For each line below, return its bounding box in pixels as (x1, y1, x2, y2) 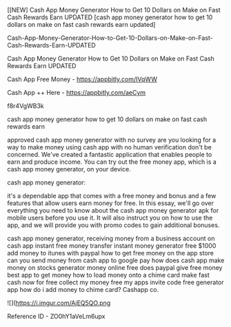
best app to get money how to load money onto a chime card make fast (7, 271, 210, 279)
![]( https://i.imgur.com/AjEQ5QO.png (7, 299, 111, 307)
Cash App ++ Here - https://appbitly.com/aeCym (7, 89, 146, 96)
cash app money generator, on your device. (7, 165, 131, 173)
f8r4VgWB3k (7, 102, 44, 109)
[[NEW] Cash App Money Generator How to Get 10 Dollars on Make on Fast (7, 6, 221, 14)
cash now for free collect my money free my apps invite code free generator (7, 278, 224, 286)
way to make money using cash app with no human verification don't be (7, 143, 212, 151)
